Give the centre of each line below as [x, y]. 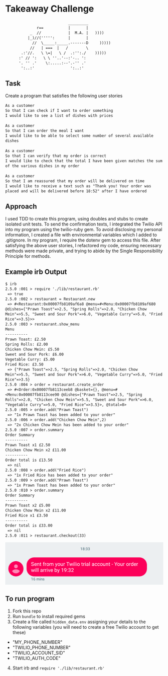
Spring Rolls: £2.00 [27, 345]
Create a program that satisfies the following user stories [64, 96]
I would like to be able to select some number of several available [79, 136]
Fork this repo [27, 611]
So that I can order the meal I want [45, 131]
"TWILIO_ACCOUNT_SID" [39, 653]
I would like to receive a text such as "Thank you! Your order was [78, 186]
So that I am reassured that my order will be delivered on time [75, 181]
